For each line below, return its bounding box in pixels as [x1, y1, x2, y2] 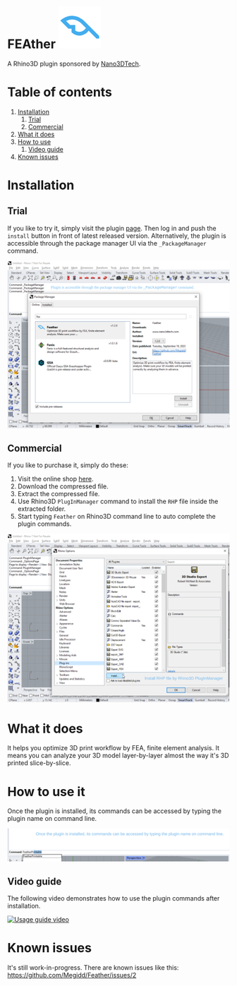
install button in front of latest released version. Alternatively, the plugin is [7, 232, 227, 240]
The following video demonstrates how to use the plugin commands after [7, 894, 220, 902]
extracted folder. [17, 505, 66, 513]
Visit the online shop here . [17, 475, 94, 483]
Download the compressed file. [17, 482, 109, 491]
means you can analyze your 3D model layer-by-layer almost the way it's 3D [7, 751, 229, 760]
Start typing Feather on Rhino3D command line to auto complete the [17, 512, 217, 521]
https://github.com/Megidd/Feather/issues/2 [7, 970, 137, 979]
